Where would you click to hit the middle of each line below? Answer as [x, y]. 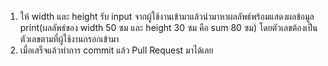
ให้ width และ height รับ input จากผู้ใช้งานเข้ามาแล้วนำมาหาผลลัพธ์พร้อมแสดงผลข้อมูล [167, 16]
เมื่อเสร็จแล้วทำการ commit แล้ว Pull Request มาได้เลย [116, 50]
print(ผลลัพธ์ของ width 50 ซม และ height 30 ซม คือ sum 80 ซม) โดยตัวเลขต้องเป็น [168, 27]
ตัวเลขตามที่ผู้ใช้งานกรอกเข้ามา [69, 39]
